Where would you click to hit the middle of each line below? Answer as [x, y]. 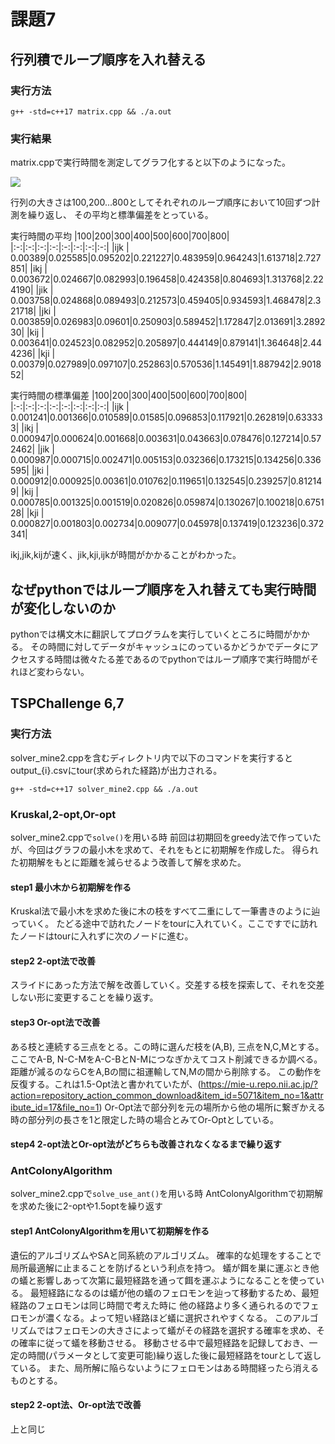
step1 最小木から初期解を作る [71, 887]
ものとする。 [36, 1380]
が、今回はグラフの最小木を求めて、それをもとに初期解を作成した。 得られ [164, 849]
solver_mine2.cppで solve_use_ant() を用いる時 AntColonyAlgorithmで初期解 [167, 1194]
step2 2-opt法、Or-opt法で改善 [76, 1405]
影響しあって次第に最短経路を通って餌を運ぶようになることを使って [176, 1280]
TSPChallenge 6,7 [67, 703]
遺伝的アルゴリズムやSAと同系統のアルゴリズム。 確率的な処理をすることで [166, 1255]
